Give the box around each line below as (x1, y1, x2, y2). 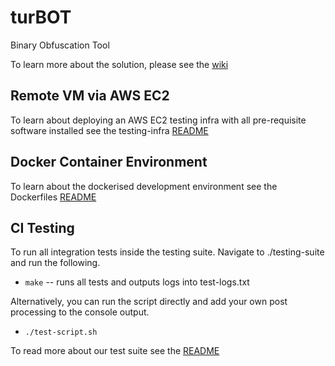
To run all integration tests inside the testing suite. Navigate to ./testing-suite (10, 246, 325, 258)
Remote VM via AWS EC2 (10, 87, 170, 105)
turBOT (10, 6, 72, 29)
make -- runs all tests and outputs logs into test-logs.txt (24, 276, 250, 288)
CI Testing (10, 219, 75, 236)
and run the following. (10, 257, 101, 269)
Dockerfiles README (10, 191, 97, 203)
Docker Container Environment (10, 154, 208, 171)
